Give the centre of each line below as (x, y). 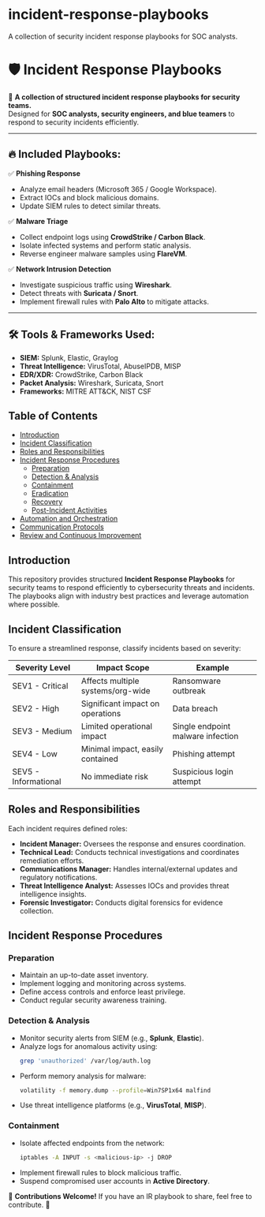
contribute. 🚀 (29, 1204)
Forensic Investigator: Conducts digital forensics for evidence (121, 902)
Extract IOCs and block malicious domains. (89, 197)
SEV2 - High (36, 708)
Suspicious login (203, 771)
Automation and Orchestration (69, 519)
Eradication (50, 494)
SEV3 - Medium (42, 731)
